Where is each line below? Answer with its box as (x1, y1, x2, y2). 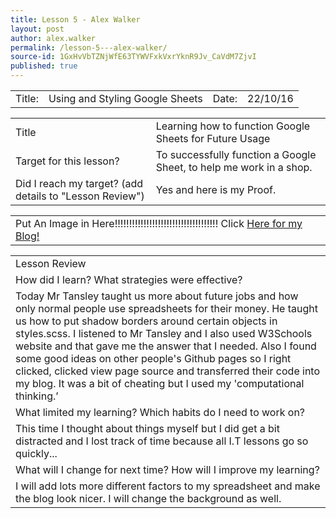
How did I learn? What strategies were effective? (15, 273, 243, 286)
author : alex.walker (10, 33, 97, 43)
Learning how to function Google (155, 119, 311, 133)
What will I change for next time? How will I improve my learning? (15, 463, 320, 476)
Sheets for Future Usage (155, 132, 271, 145)
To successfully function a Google (155, 148, 317, 161)
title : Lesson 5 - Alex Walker (10, 14, 141, 25)
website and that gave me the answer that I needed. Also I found (15, 339, 317, 353)
